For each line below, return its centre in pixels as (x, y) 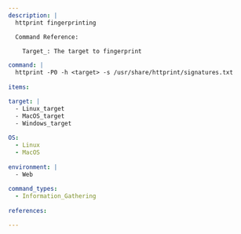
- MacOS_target (40, 116)
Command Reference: (47, 37)
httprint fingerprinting (56, 23)
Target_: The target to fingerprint (82, 51)
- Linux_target (40, 108)
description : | (33, 15)
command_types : (33, 189)
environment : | (33, 167)
